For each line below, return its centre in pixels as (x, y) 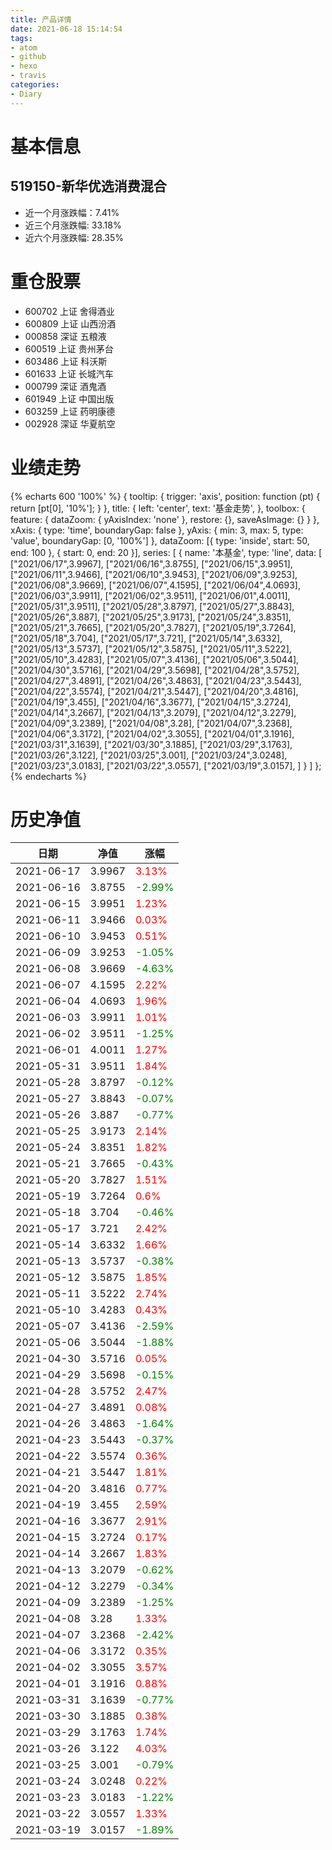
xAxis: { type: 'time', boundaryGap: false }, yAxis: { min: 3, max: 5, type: (157, 530)
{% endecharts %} (48, 776)
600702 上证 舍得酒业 (69, 311)
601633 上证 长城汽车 (69, 373)
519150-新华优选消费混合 (88, 186)
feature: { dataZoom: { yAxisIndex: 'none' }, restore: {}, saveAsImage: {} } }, (165, 519)
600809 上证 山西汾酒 (70, 323)
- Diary (26, 94)
